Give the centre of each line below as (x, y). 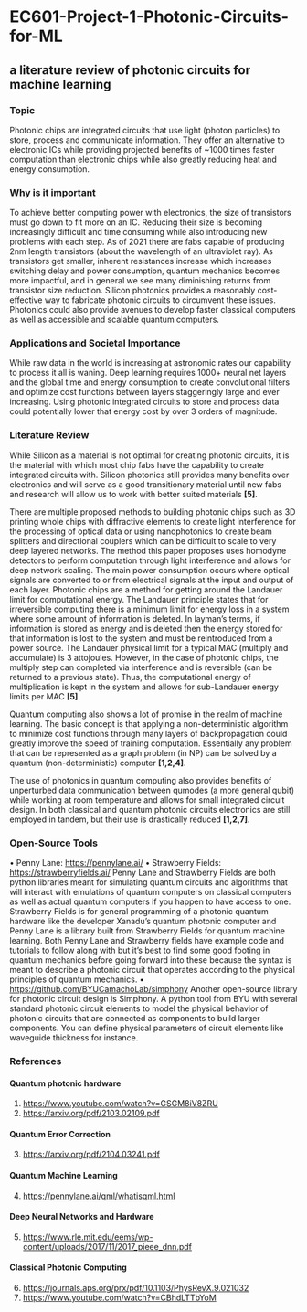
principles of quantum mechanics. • (77, 979)
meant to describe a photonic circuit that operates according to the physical (152, 970)
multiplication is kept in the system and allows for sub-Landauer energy (144, 687)
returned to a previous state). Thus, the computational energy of (130, 677)
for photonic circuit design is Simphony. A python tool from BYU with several (153, 999)
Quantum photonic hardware (65, 1083)
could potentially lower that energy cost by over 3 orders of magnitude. (143, 411)
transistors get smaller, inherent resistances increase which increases (141, 261)
